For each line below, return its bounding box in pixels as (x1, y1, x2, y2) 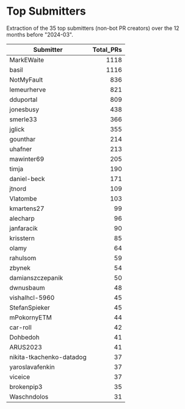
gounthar (9, 135, 36, 143)
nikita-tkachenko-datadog (9, 352, 87, 361)
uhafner (9, 144, 32, 153)
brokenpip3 (9, 382, 43, 391)
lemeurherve (9, 85, 46, 94)
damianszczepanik (9, 273, 63, 282)
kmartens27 (9, 204, 45, 213)
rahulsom (9, 254, 37, 262)
